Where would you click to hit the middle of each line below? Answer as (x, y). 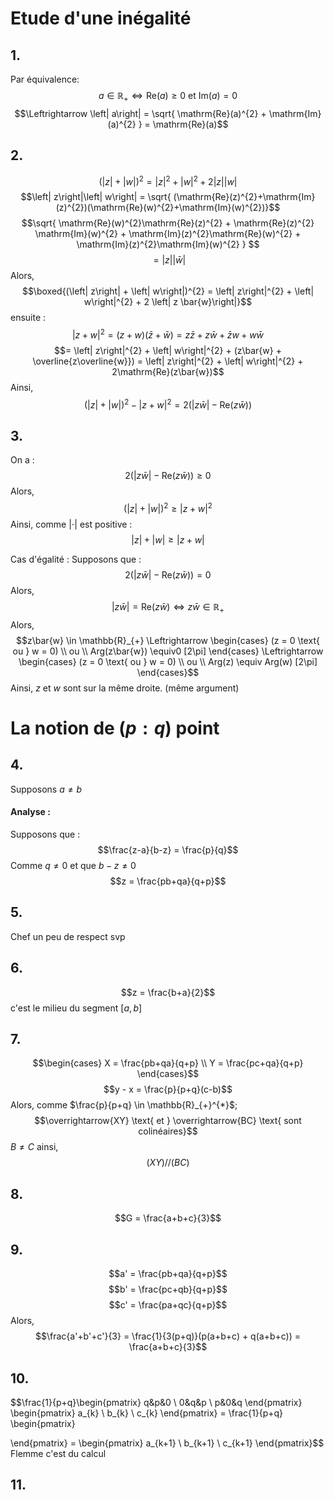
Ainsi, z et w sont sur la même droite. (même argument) (125, 688)
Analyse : (30, 812)
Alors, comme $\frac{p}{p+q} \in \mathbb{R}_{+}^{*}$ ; (124, 1105)
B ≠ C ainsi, (34, 1147)
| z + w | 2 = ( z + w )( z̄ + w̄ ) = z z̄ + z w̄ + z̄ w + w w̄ (168, 334)
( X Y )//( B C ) (168, 1163)
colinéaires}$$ (168, 1131)
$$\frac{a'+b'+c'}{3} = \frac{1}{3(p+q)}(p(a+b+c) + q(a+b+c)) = (168, 1336)
